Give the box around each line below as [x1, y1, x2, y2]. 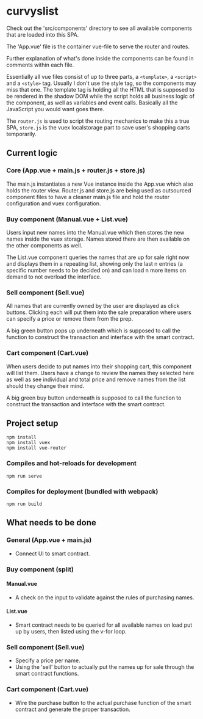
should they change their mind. [6, 382, 85, 389]
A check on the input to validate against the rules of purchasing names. [15, 594, 194, 601]
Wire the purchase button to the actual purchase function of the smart [15, 699, 191, 706]
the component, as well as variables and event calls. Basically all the [6, 99, 178, 106]
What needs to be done [6, 517, 96, 528]
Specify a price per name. [15, 657, 80, 664]
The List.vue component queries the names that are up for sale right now [6, 254, 190, 261]
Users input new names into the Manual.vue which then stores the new [6, 228, 185, 236]
